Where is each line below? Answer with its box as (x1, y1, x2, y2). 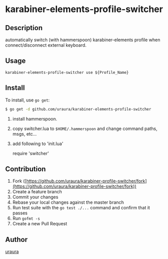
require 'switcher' (12, 150, 49, 156)
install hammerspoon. (12, 115, 58, 121)
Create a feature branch (12, 189, 62, 195)
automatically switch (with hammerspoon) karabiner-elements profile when (5, 37, 160, 43)
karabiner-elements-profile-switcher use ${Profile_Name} (5, 70, 129, 75)
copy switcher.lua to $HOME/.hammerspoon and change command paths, (12, 125, 158, 132)
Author (5, 235, 28, 244)
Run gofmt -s (12, 215, 40, 221)
